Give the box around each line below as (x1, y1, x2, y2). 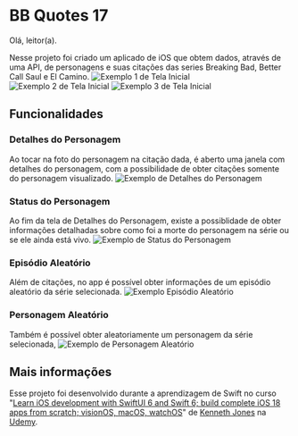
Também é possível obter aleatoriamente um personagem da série (9, 329, 253, 340)
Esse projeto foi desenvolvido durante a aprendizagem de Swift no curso (9, 388, 277, 398)
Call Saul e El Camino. (9, 71, 90, 81)
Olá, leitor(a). (9, 35, 58, 46)
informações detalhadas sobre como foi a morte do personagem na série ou (9, 224, 290, 235)
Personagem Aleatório (9, 309, 109, 322)
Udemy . (9, 416, 38, 427)
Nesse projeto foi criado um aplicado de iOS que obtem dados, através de (9, 52, 281, 63)
